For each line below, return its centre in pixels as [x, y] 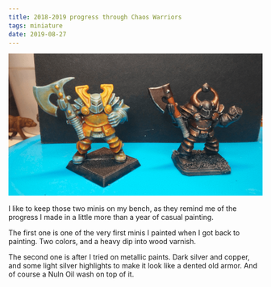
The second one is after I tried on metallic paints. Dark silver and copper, [129, 257]
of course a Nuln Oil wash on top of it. [71, 274]
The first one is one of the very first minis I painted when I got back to [124, 233]
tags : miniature [35, 25]
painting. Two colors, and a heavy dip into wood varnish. [102, 242]
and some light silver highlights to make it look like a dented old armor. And [133, 266]
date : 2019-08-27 [38, 34]
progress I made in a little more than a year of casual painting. [111, 217]
